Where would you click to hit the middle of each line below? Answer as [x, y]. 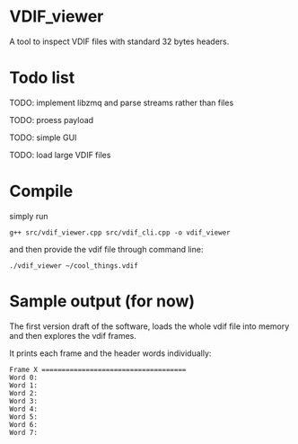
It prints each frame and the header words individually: [110, 353]
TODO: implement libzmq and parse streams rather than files [122, 102]
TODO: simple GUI [43, 138]
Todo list [42, 78]
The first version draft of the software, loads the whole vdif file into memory [149, 326]
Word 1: [24, 385]
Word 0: [24, 377]
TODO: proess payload [52, 120]
